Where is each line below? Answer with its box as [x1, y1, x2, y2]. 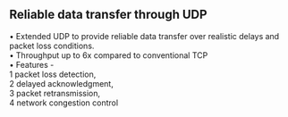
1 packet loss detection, [9, 69, 97, 79]
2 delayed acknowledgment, [9, 78, 114, 88]
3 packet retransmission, [9, 88, 101, 98]
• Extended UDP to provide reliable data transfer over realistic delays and [9, 30, 280, 41]
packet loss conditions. [9, 40, 95, 51]
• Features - [9, 59, 55, 70]
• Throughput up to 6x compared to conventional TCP [9, 49, 208, 61]
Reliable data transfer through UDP [9, 7, 208, 22]
